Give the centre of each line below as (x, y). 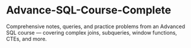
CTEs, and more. (27, 39)
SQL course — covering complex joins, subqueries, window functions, (92, 32)
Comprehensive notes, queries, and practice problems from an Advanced (96, 26)
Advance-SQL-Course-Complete (89, 10)
